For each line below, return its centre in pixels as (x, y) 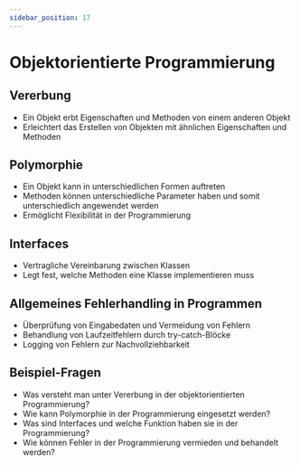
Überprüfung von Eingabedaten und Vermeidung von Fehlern (136, 325)
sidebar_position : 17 (50, 18)
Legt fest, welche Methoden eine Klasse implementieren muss (138, 275)
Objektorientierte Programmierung (142, 62)
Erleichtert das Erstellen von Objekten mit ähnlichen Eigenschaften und (155, 126)
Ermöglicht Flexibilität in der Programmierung (107, 215)
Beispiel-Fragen (56, 372)
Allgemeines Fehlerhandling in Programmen (136, 303)
